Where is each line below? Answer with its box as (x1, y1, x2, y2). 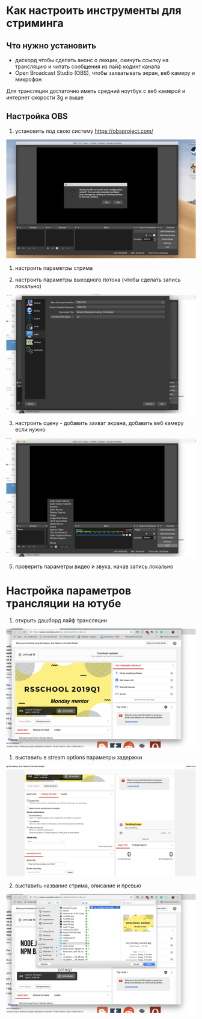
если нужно (14, 426, 46, 433)
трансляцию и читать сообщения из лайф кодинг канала (14, 63, 161, 70)
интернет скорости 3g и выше (6, 94, 84, 101)
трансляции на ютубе (6, 597, 121, 610)
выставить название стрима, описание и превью (14, 882, 141, 889)
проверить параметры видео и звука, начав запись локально (14, 563, 174, 570)
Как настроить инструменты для (6, 4, 182, 18)
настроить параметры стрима (14, 264, 93, 272)
